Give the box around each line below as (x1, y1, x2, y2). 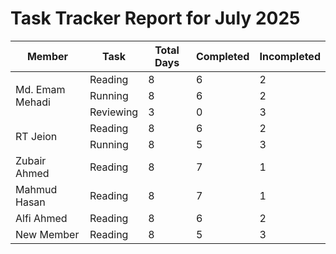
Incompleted (259, 49, 321, 63)
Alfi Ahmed (15, 211, 68, 225)
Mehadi (15, 95, 51, 109)
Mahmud (15, 182, 58, 196)
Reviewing (89, 105, 139, 119)
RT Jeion (15, 129, 58, 143)
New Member (15, 227, 80, 241)
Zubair (15, 153, 47, 167)
